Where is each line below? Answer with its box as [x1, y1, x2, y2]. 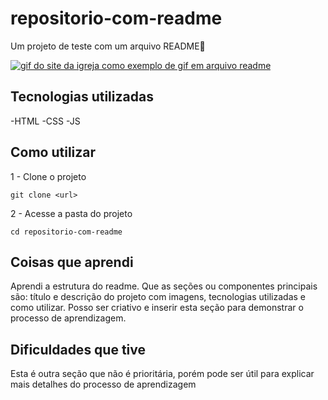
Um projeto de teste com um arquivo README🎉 [10, 40, 206, 52]
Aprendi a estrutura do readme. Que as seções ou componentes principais [10, 280, 318, 292]
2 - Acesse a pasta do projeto [10, 207, 133, 219]
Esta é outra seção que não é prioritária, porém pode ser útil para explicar [10, 368, 315, 380]
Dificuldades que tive [10, 341, 147, 358]
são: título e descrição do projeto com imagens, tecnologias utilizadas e [10, 291, 307, 303]
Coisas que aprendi [10, 253, 134, 271]
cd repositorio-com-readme [10, 227, 123, 237]
